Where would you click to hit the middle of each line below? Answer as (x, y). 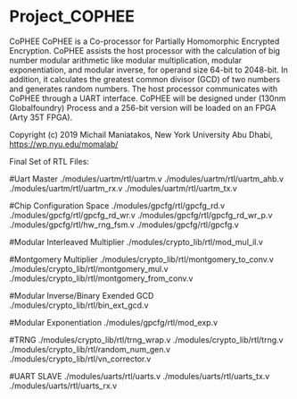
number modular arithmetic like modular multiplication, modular (126, 60)
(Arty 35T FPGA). (41, 117)
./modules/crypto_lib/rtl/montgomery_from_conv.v (101, 278)
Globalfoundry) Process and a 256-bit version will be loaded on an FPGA (143, 107)
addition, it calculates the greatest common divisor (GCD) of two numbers (145, 79)
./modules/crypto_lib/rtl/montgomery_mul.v (89, 268)
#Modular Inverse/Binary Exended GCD (82, 295)
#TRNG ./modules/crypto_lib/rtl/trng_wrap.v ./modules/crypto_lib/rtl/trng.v (146, 340)
